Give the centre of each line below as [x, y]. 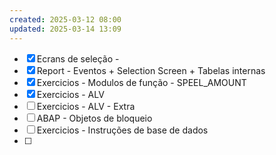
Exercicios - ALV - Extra [86, 106]
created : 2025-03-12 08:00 [65, 19]
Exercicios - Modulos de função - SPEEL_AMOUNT [141, 82]
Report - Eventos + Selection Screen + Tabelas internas [151, 70]
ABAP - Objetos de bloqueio [94, 118]
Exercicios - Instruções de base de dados [122, 130]
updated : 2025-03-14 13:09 [65, 29]
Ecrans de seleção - [78, 58]
